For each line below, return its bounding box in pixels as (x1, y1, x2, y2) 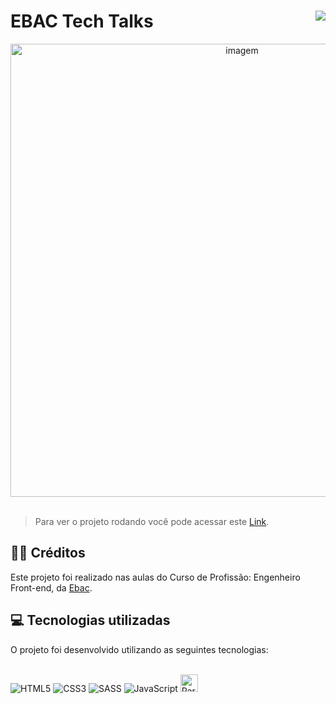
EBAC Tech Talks (10, 10, 154, 33)
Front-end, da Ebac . (10, 581, 93, 594)
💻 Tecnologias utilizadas (10, 612, 171, 629)
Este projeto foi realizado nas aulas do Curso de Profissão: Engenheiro (10, 571, 301, 583)
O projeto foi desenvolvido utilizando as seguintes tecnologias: (10, 643, 269, 655)
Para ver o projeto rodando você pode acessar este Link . (34, 515, 270, 527)
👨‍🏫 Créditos (10, 545, 86, 562)
